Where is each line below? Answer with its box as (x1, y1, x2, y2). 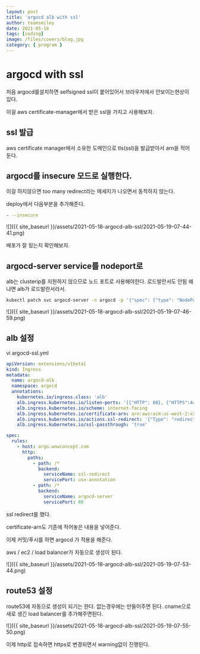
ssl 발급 (6, 128, 34, 138)
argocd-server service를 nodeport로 (6, 261, 143, 271)
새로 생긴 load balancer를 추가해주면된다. (6, 610, 104, 617)
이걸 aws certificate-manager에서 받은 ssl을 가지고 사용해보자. (6, 108, 155, 115)
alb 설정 (6, 333, 35, 343)
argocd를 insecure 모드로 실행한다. (6, 171, 132, 181)
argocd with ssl (6, 68, 84, 81)
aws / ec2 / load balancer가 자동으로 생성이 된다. (6, 548, 123, 556)
